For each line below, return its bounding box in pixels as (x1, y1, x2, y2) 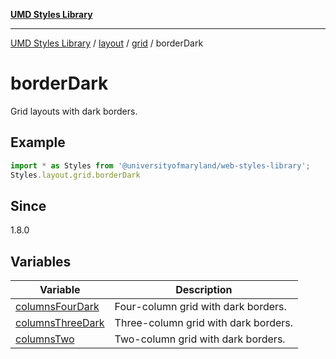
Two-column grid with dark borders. (114, 332, 286, 346)
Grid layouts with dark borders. (10, 105, 138, 117)
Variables (10, 253, 72, 270)
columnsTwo (15, 332, 75, 346)
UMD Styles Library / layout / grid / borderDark (10, 37, 204, 49)
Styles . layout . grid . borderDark (10, 170, 141, 180)
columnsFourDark (15, 300, 100, 314)
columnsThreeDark (15, 316, 105, 330)
